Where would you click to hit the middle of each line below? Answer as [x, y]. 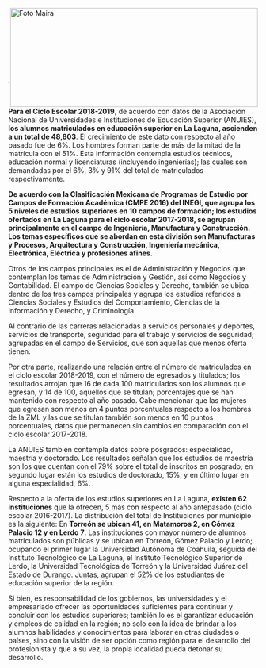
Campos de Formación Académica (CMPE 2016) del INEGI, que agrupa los [132, 203]
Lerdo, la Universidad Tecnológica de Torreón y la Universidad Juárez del [128, 566]
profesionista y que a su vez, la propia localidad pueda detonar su [116, 649]
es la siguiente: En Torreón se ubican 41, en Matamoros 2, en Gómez [122, 524]
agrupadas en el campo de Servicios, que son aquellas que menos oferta [127, 343]
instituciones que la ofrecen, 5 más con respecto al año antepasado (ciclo [130, 507]
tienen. [19, 351]
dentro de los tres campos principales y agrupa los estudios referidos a [125, 294]
